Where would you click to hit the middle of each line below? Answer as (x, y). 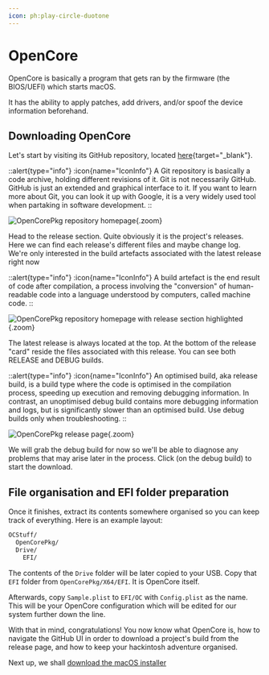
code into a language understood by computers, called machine (145, 295)
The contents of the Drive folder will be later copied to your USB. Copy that (132, 573)
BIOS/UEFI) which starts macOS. (62, 86)
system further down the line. (57, 614)
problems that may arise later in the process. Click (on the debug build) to (130, 458)
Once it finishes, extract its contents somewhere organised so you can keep (134, 511)
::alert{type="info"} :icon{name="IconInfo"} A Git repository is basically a (129, 171)
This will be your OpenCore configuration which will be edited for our (122, 606)
